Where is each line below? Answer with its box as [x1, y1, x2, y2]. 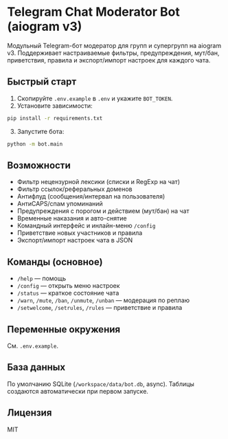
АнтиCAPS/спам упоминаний [16, 200, 103, 208]
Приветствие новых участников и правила [16, 229, 143, 237]
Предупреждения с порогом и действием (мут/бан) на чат [16, 207, 190, 215]
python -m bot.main [7, 140, 63, 148]
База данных [7, 361, 66, 373]
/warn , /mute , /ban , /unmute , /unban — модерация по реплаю [16, 296, 190, 304]
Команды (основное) [7, 256, 103, 268]
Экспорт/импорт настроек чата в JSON [16, 236, 133, 245]
